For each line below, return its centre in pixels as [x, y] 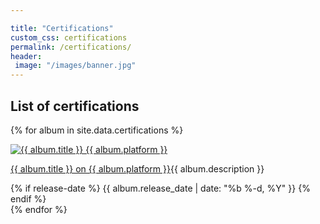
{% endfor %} [39, 209]
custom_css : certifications [69, 37]
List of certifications [75, 106]
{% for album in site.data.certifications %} [97, 130]
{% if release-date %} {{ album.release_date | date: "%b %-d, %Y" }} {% [160, 188]
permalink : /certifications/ [71, 47]
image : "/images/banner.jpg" [75, 66]
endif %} [28, 198]
